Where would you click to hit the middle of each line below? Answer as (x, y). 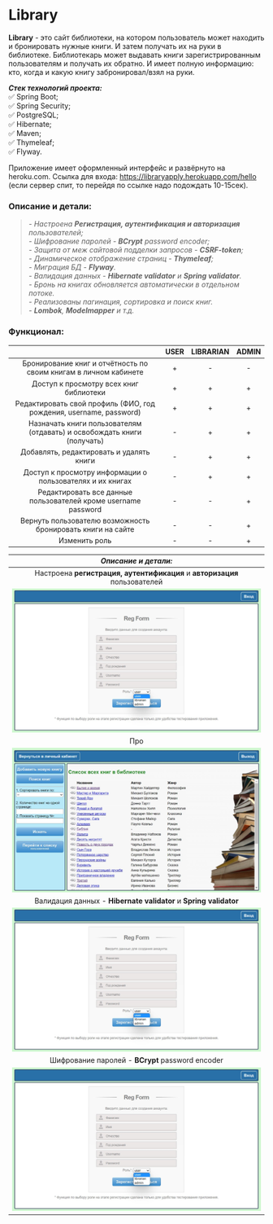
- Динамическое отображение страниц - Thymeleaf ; (121, 259)
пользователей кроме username (85, 500)
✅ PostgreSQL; (34, 115)
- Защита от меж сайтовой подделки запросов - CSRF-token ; (136, 250)
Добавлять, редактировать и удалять (85, 452)
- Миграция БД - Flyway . (72, 267)
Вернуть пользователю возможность (85, 521)
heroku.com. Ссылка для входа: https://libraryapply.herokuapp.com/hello (133, 176)
